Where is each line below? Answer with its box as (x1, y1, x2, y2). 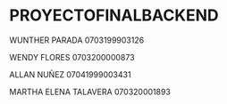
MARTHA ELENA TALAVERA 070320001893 (9, 86, 172, 97)
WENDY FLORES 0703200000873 (9, 52, 136, 62)
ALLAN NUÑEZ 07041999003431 (9, 68, 131, 80)
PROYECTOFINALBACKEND (9, 5, 219, 26)
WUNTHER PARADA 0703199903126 (9, 35, 145, 45)
